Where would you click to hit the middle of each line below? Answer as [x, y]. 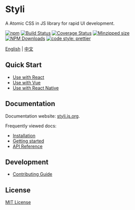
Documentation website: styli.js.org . [42, 116]
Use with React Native [36, 88]
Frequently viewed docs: [31, 126]
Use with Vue [27, 82]
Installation [24, 135]
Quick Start [24, 65]
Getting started [28, 141]
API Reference [28, 146]
